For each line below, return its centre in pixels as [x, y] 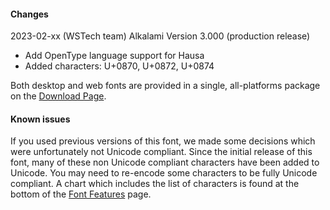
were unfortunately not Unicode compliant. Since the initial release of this [161, 152]
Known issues [40, 119]
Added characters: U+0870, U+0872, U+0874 [119, 66]
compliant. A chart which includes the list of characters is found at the [155, 184]
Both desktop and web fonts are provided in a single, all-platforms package [165, 86]
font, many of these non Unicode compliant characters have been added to [165, 162]
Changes [29, 14]
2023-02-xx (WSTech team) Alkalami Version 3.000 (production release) [160, 36]
